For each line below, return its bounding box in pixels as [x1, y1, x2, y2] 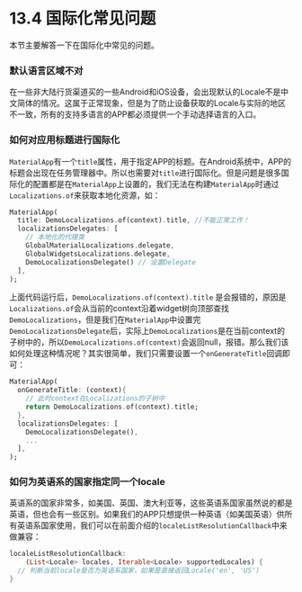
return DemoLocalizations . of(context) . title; [25, 402, 200, 412]
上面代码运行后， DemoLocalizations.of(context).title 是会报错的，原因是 [9, 292, 287, 302]
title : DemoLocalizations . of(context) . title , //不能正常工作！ [17, 216, 250, 225]
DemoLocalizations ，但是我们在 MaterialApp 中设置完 [9, 314, 201, 325]
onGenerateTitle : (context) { [17, 386, 127, 395]
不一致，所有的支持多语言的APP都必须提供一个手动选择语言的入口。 [9, 109, 262, 120]
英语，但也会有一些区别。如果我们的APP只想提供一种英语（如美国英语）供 [9, 509, 285, 520]
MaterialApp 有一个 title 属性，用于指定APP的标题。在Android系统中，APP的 [9, 156, 292, 166]
